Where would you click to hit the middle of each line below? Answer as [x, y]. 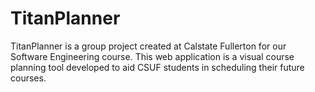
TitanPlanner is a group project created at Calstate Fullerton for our [148, 46]
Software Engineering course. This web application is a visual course [152, 56]
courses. [28, 78]
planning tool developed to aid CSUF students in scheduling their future [157, 67]
